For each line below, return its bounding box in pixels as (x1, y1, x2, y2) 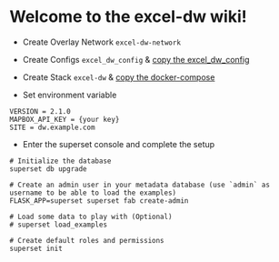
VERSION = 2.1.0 (9, 106, 71, 116)
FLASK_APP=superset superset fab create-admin (9, 196, 189, 206)
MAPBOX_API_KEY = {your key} (9, 115, 120, 124)
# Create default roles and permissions (9, 236, 165, 245)
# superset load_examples (9, 220, 107, 229)
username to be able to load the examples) (9, 188, 177, 197)
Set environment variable (22, 89, 117, 100)
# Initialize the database (9, 156, 112, 166)
